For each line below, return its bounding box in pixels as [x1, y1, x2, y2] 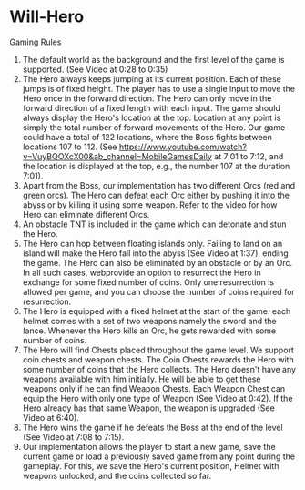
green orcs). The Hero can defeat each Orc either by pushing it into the [22, 189, 290, 200]
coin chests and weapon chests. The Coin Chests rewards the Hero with [22, 353, 294, 365]
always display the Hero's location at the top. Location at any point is [22, 112, 281, 123]
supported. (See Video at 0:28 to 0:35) [22, 64, 168, 75]
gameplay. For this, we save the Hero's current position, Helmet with [22, 460, 280, 471]
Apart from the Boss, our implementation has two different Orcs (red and [22, 179, 296, 190]
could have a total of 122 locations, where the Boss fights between [22, 131, 273, 142]
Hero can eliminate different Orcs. [22, 209, 150, 219]
